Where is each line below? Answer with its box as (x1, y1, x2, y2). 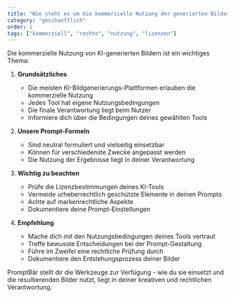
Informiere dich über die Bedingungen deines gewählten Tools (27, 114, 208, 122)
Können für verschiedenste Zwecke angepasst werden (27, 148, 186, 156)
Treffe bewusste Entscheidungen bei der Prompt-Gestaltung (27, 240, 202, 248)
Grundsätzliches (17, 70, 68, 79)
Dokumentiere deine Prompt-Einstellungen (27, 205, 150, 214)
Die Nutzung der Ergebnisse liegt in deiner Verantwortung (27, 156, 195, 164)
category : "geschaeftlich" (7, 17, 86, 24)
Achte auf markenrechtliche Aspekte (27, 198, 134, 206)
